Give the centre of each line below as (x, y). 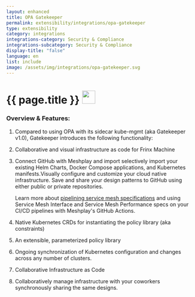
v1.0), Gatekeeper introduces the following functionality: (84, 137)
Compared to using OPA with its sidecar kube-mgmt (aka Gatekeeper (100, 131)
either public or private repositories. (59, 186)
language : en (22, 56)
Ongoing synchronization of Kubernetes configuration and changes (98, 252)
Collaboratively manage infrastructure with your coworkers (87, 281)
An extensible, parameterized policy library (68, 240)
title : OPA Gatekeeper (34, 17)
